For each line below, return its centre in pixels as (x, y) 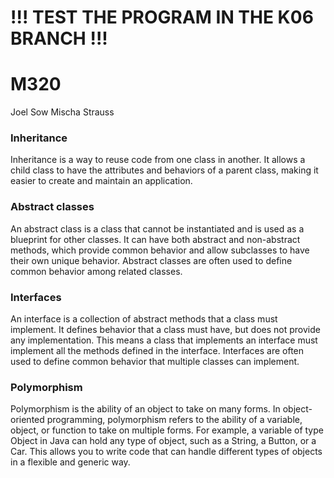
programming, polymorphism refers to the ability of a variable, (174, 420)
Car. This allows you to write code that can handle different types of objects (166, 452)
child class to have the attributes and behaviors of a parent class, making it (164, 170)
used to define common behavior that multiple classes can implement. (155, 362)
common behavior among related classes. (96, 271)
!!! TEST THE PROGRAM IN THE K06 (162, 17)
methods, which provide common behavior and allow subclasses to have (160, 250)
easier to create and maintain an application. (101, 181)
